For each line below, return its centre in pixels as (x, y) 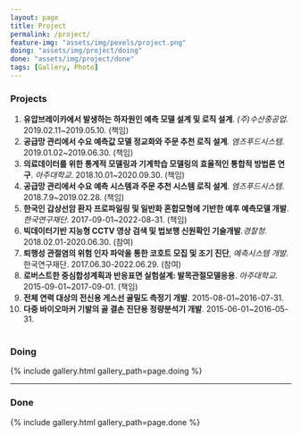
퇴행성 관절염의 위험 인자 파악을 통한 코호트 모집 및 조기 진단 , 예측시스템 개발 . (155, 253)
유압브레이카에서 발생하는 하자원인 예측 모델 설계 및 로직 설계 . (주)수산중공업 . (155, 119)
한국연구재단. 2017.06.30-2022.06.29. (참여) (102, 264)
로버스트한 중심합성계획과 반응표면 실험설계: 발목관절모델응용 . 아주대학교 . (150, 276)
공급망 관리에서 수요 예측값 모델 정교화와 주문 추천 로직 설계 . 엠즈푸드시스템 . (154, 142)
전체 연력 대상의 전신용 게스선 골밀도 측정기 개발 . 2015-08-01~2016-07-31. (153, 298)
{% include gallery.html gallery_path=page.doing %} (106, 371)
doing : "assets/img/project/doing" (76, 51)
